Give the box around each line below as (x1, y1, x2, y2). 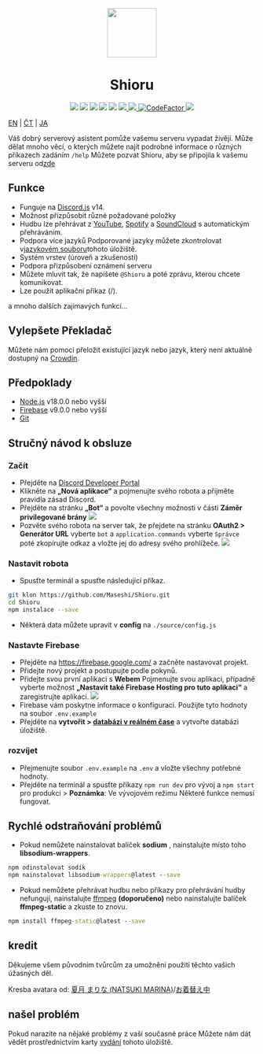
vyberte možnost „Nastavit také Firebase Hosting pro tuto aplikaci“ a (19, 682, 248, 692)
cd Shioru (8, 598, 41, 607)
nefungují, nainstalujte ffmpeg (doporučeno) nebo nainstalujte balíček (19, 893, 247, 904)
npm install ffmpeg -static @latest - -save (8, 917, 146, 926)
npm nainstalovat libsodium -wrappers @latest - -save (8, 871, 181, 879)
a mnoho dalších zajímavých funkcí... (8, 301, 128, 310)
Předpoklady (8, 375, 72, 389)
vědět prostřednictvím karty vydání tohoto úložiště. (8, 1037, 174, 1046)
